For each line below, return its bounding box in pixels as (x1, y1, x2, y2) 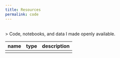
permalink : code (5, 12, 39, 17)
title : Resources (5, 7, 41, 12)
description (42, 43, 70, 50)
